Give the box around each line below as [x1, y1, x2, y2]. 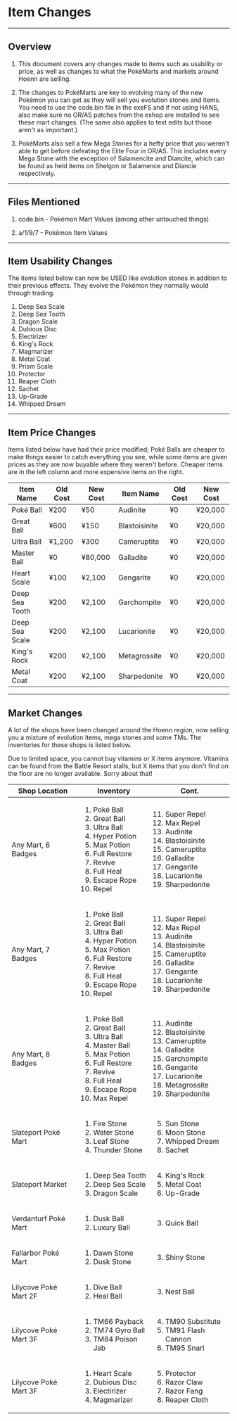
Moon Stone [165, 1128, 206, 1137]
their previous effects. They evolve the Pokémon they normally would [8, 281, 209, 290]
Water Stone [93, 1128, 134, 1137]
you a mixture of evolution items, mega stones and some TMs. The [8, 733, 201, 741]
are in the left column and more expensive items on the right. [8, 468, 184, 476]
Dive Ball [93, 1282, 122, 1292]
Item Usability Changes [8, 255, 113, 267]
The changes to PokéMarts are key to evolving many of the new [18, 88, 203, 96]
